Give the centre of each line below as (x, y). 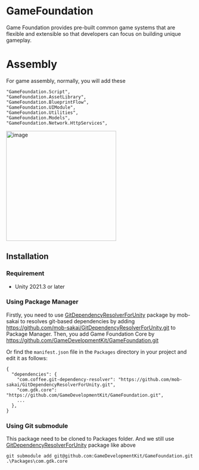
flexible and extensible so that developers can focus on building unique (94, 33)
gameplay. (19, 40)
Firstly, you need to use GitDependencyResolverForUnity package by (91, 315)
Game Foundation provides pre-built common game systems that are (91, 27)
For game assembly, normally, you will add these (66, 81)
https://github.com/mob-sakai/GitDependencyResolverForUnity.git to (91, 327)
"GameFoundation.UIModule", (41, 107)
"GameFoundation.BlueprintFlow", (48, 102)
